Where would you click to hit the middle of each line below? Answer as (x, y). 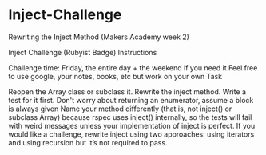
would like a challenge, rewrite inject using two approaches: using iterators (131, 134)
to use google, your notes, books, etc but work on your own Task (115, 76)
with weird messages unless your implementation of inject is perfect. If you (132, 125)
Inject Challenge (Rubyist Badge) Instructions (83, 52)
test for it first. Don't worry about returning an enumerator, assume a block (131, 100)
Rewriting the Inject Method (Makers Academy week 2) (99, 37)
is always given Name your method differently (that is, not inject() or (120, 109)
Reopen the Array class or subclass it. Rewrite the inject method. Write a (127, 91)
